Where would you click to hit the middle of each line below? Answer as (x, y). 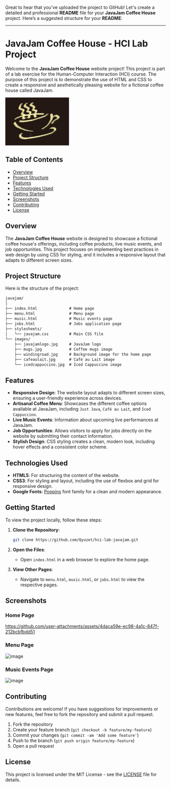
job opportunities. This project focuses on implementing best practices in (82, 249)
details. (13, 780)
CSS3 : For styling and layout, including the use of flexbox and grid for (86, 481)
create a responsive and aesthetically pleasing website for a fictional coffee (84, 85)
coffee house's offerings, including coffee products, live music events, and (83, 244)
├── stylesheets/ (24, 329)
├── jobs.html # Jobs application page (64, 324)
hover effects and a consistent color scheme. (60, 447)
